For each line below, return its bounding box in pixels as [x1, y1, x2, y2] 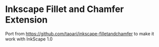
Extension [5, 14, 48, 25]
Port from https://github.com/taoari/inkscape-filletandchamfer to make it [5, 30, 155, 36]
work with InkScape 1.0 [5, 36, 53, 42]
